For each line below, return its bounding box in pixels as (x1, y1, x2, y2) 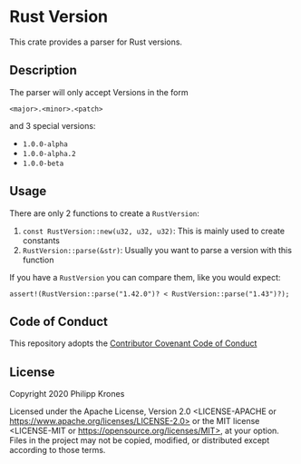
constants (22, 234, 61, 246)
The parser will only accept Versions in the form (9, 86, 189, 97)
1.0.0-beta (22, 159, 64, 168)
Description (9, 63, 77, 78)
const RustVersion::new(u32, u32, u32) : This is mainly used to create (22, 225, 286, 236)
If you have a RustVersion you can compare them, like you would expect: (9, 271, 281, 282)
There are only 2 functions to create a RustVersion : (9, 207, 199, 219)
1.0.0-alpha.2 (22, 149, 76, 158)
